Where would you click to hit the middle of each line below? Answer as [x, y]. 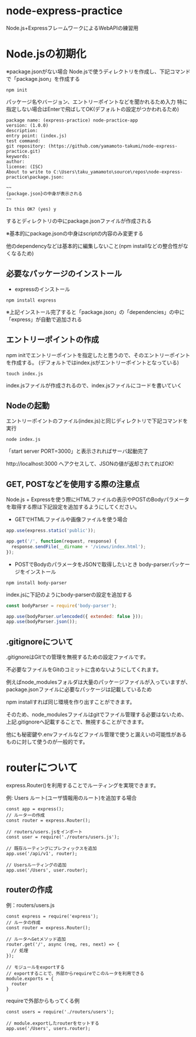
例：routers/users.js [30, 905]
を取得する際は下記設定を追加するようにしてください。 [73, 507]
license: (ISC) [25, 166]
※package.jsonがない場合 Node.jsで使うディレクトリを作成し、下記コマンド [98, 71]
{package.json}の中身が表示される [44, 194]
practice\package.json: [35, 177]
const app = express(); [35, 809]
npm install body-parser [36, 583]
